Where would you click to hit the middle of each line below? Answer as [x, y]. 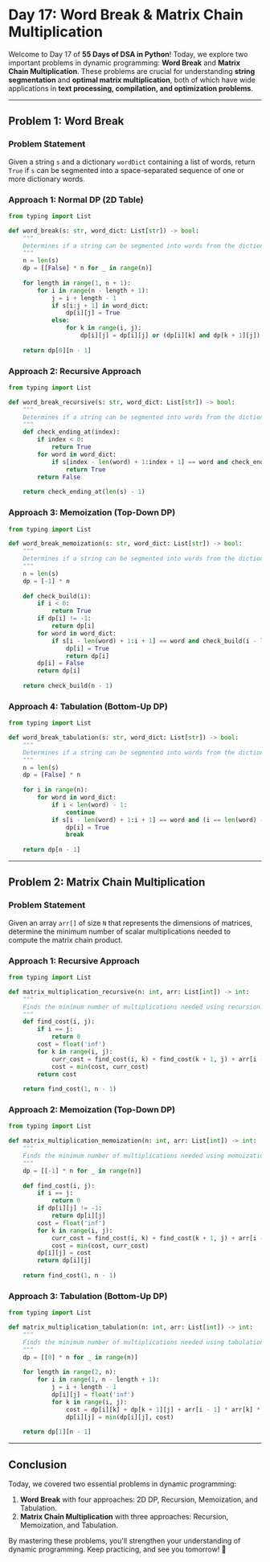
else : [60, 321]
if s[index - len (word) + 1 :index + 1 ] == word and [139, 462]
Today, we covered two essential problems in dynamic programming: [123, 1484]
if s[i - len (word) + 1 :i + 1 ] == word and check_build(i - [154, 641]
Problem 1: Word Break [66, 121]
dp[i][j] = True [93, 313]
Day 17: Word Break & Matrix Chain [126, 15]
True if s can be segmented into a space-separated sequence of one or [127, 170]
